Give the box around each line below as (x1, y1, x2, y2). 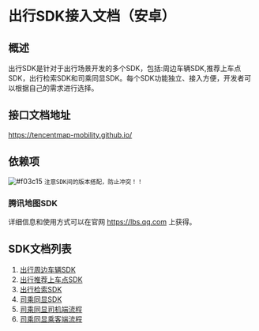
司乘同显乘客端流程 (19, 314, 83, 324)
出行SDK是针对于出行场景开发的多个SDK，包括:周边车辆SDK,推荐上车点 (8, 64, 242, 73)
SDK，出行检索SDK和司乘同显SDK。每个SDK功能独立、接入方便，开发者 (8, 73, 245, 83)
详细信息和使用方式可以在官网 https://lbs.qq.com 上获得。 (8, 216, 197, 226)
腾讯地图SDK (8, 197, 58, 209)
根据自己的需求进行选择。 (14, 84, 99, 92)
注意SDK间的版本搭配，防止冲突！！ (44, 178, 144, 186)
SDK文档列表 (8, 243, 73, 256)
